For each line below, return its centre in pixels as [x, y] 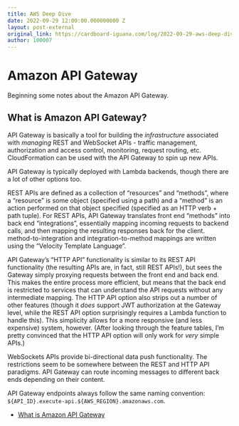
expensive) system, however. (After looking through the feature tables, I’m [116, 328]
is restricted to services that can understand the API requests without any [115, 290]
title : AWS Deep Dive [39, 14]
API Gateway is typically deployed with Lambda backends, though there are [118, 171]
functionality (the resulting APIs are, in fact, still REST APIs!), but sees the [115, 267]
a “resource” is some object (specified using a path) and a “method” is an [115, 200]
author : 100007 [30, 41]
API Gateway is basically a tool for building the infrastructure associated [113, 135]
